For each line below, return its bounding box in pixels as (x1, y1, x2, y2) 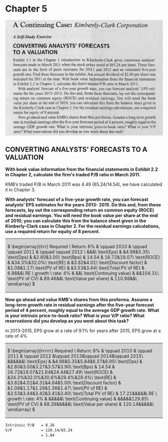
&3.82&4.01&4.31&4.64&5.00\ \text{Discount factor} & (7, 380, 121, 386)
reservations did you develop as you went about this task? (5, 317, 129, 324)
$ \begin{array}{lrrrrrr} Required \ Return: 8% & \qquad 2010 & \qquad (7, 348, 152, 354)
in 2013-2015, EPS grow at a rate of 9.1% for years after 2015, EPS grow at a (5, 327, 161, 334)
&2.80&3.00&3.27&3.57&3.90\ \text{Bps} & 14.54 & (7, 364, 115, 370)
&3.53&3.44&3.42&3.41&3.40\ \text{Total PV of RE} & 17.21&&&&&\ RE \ (7, 390, 157, 397)
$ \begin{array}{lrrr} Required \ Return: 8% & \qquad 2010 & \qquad (7, 244, 147, 250)
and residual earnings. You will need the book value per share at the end (5, 212, 158, 218)
